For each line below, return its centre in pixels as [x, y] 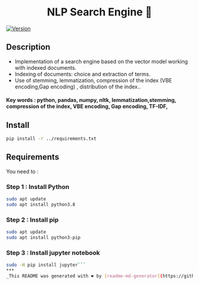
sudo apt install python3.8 [41, 205]
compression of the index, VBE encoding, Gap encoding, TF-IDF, [87, 107]
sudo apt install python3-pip [44, 238]
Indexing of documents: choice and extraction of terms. [83, 74]
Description [28, 47]
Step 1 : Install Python [38, 187]
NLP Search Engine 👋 [99, 12]
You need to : [22, 171]
